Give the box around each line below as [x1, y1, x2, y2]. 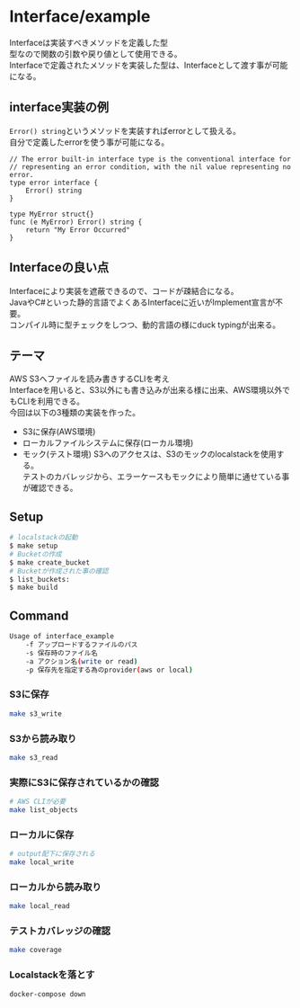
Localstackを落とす [9, 968, 95, 981]
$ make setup [9, 541, 58, 550]
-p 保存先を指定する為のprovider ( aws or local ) [25, 665, 193, 674]
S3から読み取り [9, 732, 77, 745]
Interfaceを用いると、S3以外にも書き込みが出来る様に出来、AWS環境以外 [9, 385, 283, 396]
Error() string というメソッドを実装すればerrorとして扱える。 [9, 125, 241, 136]
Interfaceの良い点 [9, 260, 110, 275]
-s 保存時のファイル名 [25, 648, 99, 657]
